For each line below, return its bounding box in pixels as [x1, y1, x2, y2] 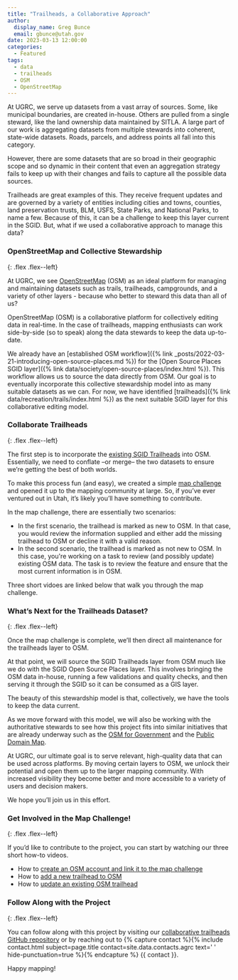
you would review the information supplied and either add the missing [17, 529, 222, 537]
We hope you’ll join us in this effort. [7, 796, 111, 804]
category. [7, 140, 36, 149]
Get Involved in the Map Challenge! [7, 813, 131, 823]
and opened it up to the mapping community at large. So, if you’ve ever [7, 486, 216, 495]
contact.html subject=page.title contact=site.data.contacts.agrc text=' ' [7, 942, 217, 951]
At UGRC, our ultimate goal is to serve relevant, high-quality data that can [7, 752, 222, 760]
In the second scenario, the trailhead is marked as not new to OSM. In [17, 544, 222, 552]
